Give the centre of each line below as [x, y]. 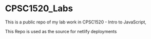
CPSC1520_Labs [39, 9]
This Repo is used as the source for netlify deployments [61, 31]
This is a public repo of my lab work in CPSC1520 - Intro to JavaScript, [76, 22]
